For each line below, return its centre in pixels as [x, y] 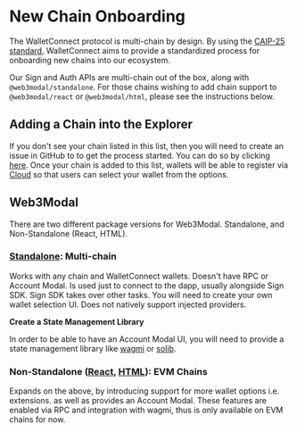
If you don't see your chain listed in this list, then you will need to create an [146, 145]
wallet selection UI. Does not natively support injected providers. [128, 304]
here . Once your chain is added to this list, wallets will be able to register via [148, 165]
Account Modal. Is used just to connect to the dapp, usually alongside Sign [147, 285]
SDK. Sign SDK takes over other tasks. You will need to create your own [141, 295]
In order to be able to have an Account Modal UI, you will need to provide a [147, 339]
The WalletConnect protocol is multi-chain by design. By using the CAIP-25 [147, 41]
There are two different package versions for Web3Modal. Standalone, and [147, 224]
